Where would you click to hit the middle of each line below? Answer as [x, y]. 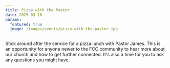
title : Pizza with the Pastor [38, 10]
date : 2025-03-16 [24, 15]
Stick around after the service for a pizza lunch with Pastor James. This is [83, 43]
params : [14, 19]
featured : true [26, 24]
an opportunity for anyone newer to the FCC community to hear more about [85, 49]
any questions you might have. [38, 60]
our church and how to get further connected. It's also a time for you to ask [85, 55]
